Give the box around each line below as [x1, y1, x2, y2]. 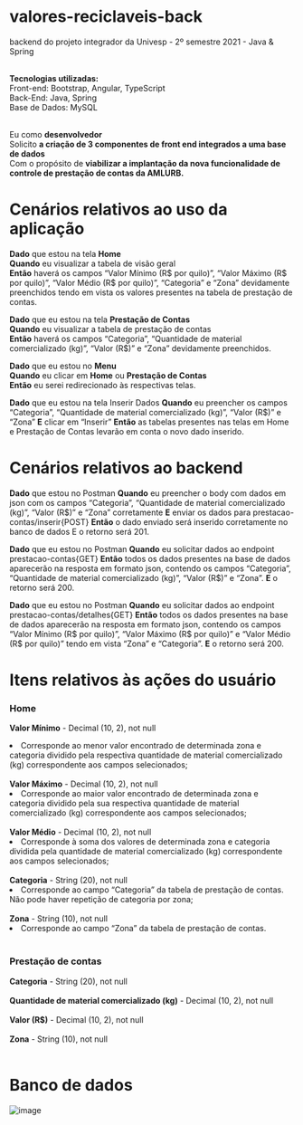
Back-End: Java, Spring [9, 92, 98, 103]
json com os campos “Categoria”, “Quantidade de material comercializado [9, 497, 286, 508]
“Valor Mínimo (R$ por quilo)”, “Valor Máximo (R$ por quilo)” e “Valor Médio [9, 628, 291, 639]
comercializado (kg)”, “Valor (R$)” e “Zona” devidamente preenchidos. [9, 342, 271, 354]
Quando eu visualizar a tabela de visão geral [9, 258, 176, 269]
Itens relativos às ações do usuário [9, 670, 277, 690]
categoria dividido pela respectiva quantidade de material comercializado [9, 749, 283, 761]
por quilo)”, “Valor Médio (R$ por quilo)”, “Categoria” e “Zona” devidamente [9, 277, 290, 288]
